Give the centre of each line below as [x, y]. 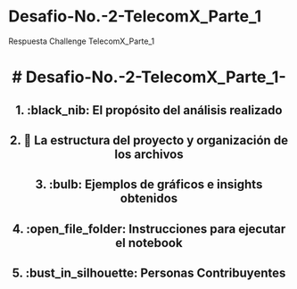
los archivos [149, 154]
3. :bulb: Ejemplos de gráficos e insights [149, 185]
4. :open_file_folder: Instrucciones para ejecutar [149, 229]
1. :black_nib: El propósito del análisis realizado [149, 110]
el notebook [149, 243]
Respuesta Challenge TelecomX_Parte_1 [82, 41]
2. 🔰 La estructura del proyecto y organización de [149, 140]
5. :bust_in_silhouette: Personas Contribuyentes [149, 273]
